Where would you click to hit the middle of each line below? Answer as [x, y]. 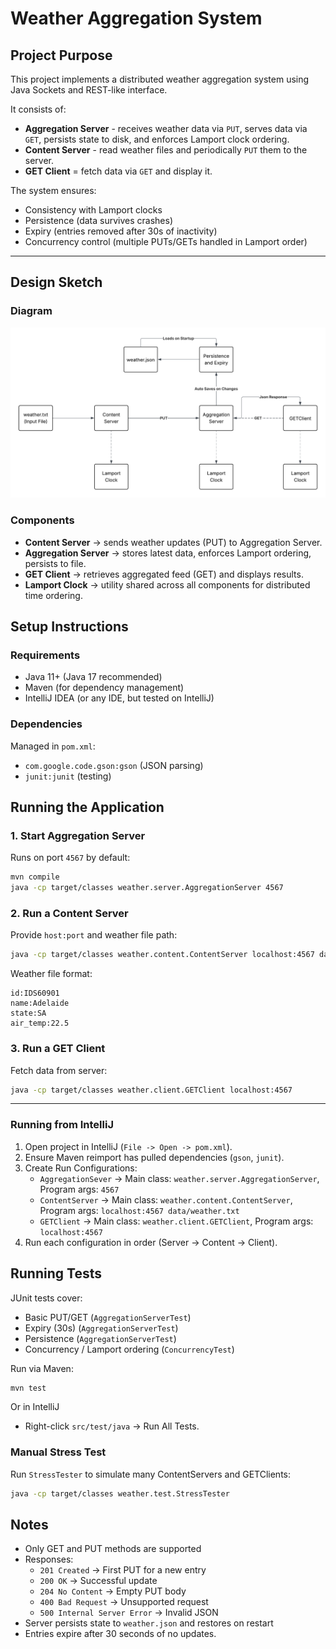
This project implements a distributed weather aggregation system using [160, 79]
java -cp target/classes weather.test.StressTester [120, 1493]
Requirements [45, 655]
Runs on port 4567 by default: [70, 858]
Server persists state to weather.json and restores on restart [149, 1623]
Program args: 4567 [79, 1189]
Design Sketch [56, 282]
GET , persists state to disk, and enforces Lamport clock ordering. [157, 139]
